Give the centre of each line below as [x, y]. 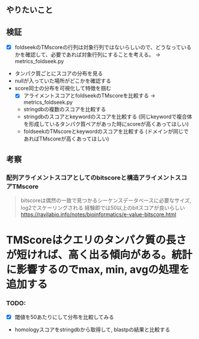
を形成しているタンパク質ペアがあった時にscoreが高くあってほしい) [106, 124]
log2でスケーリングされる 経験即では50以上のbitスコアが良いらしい [103, 208]
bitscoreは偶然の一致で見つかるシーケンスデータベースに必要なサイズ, [106, 201]
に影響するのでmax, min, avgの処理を [98, 270]
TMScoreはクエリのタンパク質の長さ [97, 240]
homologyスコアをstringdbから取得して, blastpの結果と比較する [92, 330]
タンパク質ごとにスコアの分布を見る [59, 74]
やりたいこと [30, 10]
